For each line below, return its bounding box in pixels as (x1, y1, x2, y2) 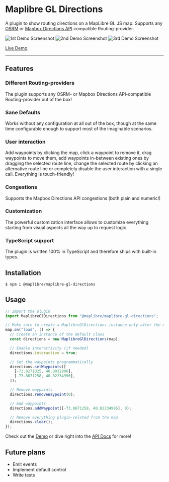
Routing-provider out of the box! (5, 96, 72, 102)
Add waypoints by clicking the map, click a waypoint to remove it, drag (5, 150, 152, 156)
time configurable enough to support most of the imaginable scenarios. (5, 125, 153, 131)
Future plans (5, 448, 45, 456)
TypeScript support (5, 237, 54, 244)
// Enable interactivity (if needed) (10, 346, 89, 351)
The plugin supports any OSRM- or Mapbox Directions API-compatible (5, 91, 151, 97)
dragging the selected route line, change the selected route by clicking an (5, 160, 158, 167)
